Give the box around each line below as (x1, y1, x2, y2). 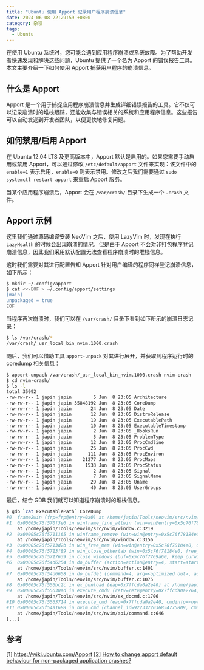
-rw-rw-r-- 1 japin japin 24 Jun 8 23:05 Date (6, 405, 146, 412)
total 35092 (6, 389, 36, 395)
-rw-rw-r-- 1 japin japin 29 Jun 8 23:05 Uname (6, 479, 148, 485)
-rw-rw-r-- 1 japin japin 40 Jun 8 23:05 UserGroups (6, 485, 162, 491)
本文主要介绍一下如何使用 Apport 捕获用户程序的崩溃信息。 (6, 64, 155, 72)
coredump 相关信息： (6, 360, 61, 367)
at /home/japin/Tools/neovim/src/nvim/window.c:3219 (17, 525, 154, 532)
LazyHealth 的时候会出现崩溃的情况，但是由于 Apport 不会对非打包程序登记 (6, 241, 194, 248)
